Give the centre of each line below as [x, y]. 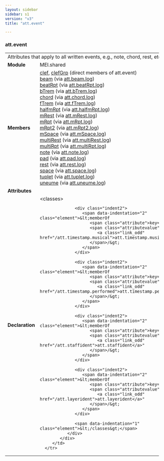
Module [17, 65]
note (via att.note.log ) [64, 152]
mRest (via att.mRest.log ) [69, 115]
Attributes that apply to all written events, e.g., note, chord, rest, [80, 57]
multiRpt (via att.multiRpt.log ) [73, 146]
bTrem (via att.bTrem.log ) [69, 91]
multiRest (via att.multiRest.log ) [75, 140]
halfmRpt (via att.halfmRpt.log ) [75, 109]
